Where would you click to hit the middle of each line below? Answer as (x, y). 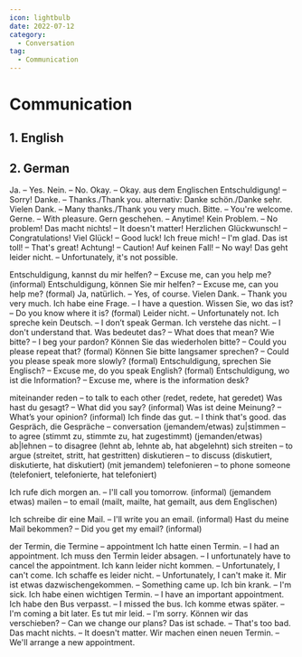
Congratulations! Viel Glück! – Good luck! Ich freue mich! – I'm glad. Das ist (148, 238)
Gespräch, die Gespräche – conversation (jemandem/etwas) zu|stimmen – (148, 427)
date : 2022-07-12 (42, 26)
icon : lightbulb (40, 18)
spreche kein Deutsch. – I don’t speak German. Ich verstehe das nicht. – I (145, 323)
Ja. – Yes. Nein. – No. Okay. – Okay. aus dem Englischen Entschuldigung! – (148, 190)
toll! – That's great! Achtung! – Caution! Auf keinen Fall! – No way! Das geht (149, 248)
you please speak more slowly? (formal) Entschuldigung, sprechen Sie (140, 361)
